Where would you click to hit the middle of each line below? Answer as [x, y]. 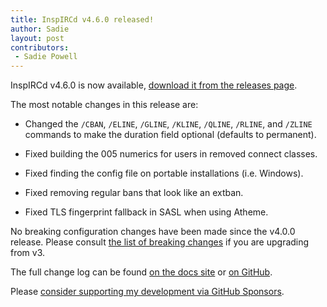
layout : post [37, 38]
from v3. [28, 253]
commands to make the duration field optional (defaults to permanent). [170, 135]
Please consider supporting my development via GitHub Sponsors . [147, 292]
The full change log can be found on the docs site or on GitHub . [141, 272]
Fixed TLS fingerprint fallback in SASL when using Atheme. [146, 212]
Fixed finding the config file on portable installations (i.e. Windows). [164, 173]
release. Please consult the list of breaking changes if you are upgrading [160, 242]
